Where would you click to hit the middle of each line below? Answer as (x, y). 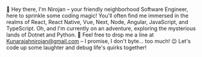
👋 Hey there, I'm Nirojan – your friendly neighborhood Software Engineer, (97, 9)
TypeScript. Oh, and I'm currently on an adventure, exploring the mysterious (101, 28)
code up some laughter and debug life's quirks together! (77, 47)
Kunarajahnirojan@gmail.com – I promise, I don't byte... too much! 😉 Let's (99, 41)
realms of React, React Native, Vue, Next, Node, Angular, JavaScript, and (97, 22)
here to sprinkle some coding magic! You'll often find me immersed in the (97, 16)
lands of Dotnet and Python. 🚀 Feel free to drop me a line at (80, 35)
